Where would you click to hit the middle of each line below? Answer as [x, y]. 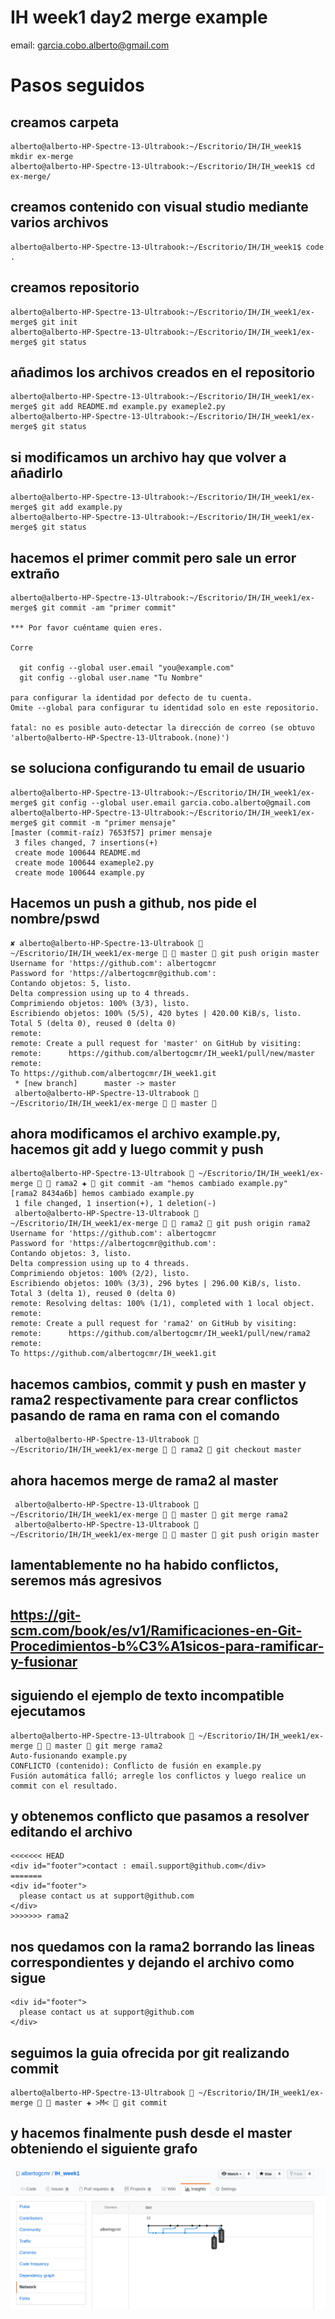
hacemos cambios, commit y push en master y [158, 1384]
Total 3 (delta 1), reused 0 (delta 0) [93, 1294]
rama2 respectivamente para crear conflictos [154, 1399]
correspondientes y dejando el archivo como [152, 1962]
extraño [35, 573]
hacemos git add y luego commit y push [137, 1149]
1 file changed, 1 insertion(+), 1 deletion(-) [115, 1204]
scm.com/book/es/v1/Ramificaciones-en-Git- [156, 1630]
